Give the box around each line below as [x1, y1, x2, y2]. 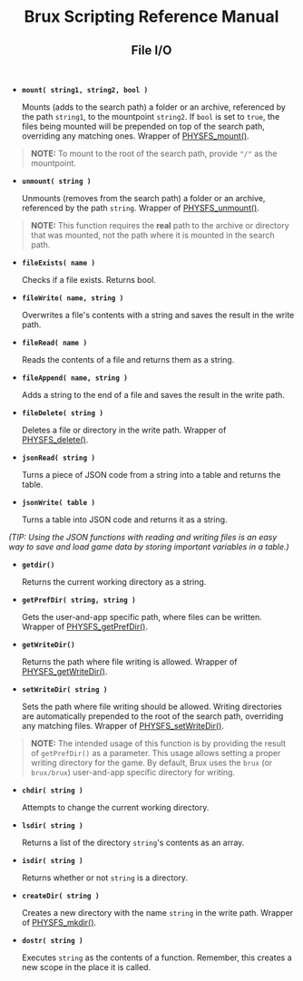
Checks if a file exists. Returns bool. [21, 275, 156, 285]
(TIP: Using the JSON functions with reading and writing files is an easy [8, 532, 278, 542]
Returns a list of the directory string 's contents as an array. [21, 837, 245, 848]
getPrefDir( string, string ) [21, 596, 137, 605]
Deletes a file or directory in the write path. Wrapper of [21, 424, 227, 435]
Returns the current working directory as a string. [21, 577, 207, 587]
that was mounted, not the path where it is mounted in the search [30, 229, 275, 240]
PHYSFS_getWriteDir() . [21, 666, 108, 676]
